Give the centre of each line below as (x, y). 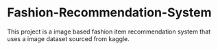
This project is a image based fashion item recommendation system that (109, 32)
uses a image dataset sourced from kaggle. (69, 38)
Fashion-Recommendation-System (109, 13)
